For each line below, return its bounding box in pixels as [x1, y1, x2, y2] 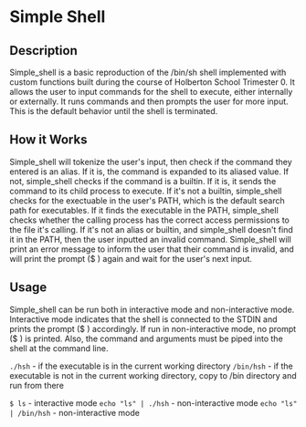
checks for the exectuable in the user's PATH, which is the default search [9, 194, 285, 206]
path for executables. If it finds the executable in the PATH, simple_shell [9, 204, 279, 215]
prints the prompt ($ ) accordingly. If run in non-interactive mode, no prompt [9, 323, 297, 334]
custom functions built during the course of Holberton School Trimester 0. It [9, 77, 295, 88]
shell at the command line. [9, 342, 109, 353]
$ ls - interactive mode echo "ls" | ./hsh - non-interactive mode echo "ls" [9, 397, 298, 408]
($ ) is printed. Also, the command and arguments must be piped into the [9, 333, 283, 344]
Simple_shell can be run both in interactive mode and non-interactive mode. [9, 304, 295, 315]
